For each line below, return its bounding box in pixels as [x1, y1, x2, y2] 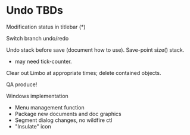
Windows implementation [6, 92, 68, 99]
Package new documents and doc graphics [14, 110, 122, 117]
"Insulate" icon [14, 123, 52, 130]
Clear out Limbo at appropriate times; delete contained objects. [6, 69, 161, 76]
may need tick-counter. [14, 58, 73, 65]
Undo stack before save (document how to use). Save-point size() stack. [6, 46, 185, 54]
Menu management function [14, 103, 85, 111]
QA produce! [6, 81, 38, 88]
